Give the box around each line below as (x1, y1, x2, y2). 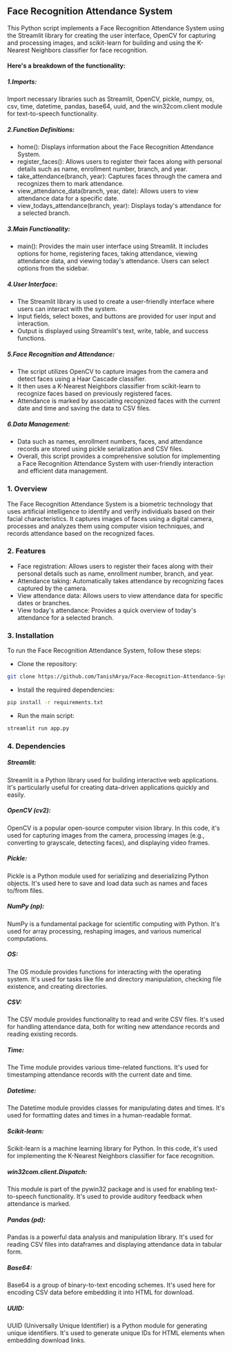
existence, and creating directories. (7, 982, 108, 990)
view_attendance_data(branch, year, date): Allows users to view (17, 187, 199, 196)
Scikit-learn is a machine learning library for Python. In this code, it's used (7, 1144, 217, 1153)
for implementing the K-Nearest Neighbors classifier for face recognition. (7, 1152, 215, 1160)
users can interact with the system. (17, 305, 117, 313)
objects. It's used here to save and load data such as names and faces (7, 879, 208, 887)
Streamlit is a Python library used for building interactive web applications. (7, 775, 219, 784)
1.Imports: (7, 77, 37, 86)
